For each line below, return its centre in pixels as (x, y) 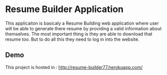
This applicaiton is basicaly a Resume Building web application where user (82, 23)
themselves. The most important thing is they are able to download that (79, 34)
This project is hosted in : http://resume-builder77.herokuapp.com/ (74, 67)
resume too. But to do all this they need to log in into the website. (72, 39)
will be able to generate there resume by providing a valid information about (83, 28)
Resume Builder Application (64, 9)
